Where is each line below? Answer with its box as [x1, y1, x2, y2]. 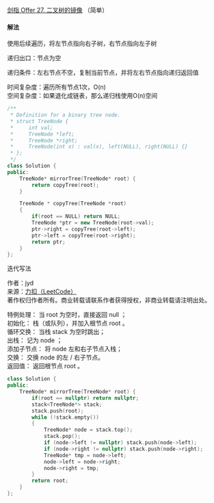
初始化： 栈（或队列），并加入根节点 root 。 [7, 319, 129, 327]
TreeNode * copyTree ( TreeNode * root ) [19, 201, 127, 207]
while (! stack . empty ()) [31, 413, 99, 421]
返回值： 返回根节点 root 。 [7, 362, 84, 370]
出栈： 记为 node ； [7, 336, 63, 344]
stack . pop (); [43, 433, 81, 440]
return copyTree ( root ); [31, 181, 99, 188]
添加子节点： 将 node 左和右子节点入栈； [7, 345, 123, 353]
